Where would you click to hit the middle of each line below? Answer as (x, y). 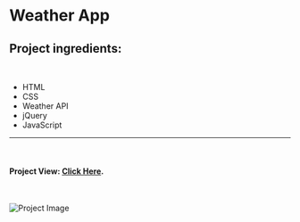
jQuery (34, 115)
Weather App (59, 16)
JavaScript (42, 125)
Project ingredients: (66, 49)
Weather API (45, 106)
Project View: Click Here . (57, 171)
